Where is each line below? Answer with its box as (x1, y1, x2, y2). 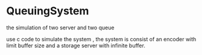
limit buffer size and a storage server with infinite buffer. (6, 42, 146, 49)
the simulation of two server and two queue (6, 24, 115, 31)
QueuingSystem (6, 4, 89, 18)
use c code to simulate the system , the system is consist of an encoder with (6, 35, 197, 42)
